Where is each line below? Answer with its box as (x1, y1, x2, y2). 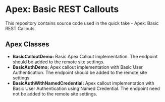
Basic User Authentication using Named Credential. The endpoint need (12, 85, 160, 91)
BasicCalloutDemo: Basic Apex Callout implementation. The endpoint (12, 53, 158, 59)
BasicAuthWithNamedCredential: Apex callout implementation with (12, 80, 155, 86)
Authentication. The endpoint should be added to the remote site (12, 69, 147, 75)
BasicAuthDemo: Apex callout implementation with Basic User (12, 64, 143, 70)
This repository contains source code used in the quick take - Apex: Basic (5, 20, 159, 26)
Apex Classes (5, 40, 49, 49)
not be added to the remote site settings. (12, 90, 97, 96)
